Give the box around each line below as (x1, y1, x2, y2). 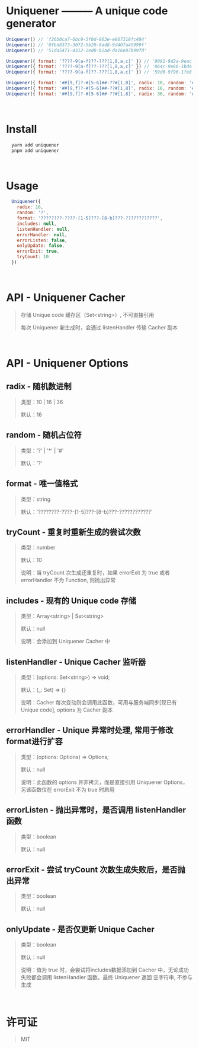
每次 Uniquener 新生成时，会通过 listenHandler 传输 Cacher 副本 (20, 323, 178, 331)
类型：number (20, 544, 56, 551)
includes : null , (17, 221, 57, 227)
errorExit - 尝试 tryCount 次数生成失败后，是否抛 (6, 865, 185, 875)
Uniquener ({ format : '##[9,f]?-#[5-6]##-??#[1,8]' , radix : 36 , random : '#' (6, 91, 197, 97)
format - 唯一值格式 (6, 479, 78, 489)
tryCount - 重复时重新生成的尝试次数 (6, 527, 141, 537)
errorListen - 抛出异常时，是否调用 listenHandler (6, 805, 187, 815)
